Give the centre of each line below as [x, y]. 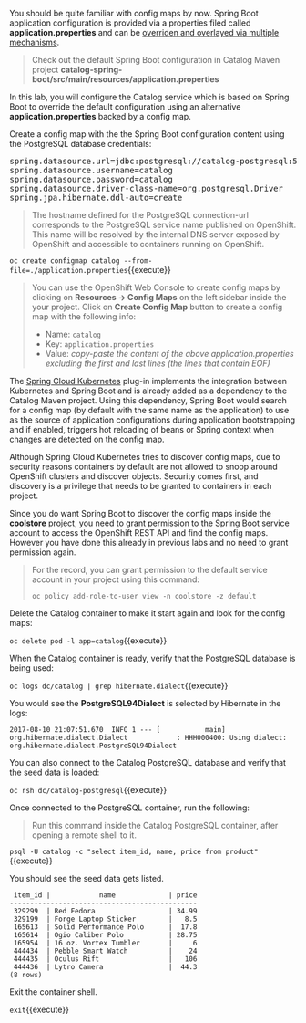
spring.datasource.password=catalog [91, 179]
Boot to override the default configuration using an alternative [125, 107]
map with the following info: [84, 317]
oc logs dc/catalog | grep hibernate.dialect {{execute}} [119, 685]
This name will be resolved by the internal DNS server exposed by [155, 235]
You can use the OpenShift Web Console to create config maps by [156, 287]
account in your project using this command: [116, 579]
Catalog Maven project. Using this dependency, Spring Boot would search [148, 400]
